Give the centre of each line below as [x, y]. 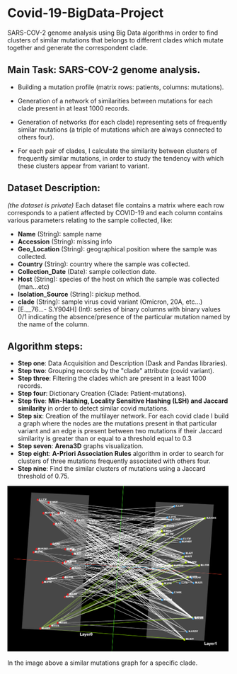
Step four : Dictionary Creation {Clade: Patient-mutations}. [102, 394]
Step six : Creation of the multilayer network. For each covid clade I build [123, 416]
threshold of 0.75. [43, 476]
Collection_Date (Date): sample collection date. [87, 271]
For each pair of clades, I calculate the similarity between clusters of [117, 151]
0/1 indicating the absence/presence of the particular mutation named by [124, 316]
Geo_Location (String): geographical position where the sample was [117, 249]
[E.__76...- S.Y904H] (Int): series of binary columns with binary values [119, 309]
